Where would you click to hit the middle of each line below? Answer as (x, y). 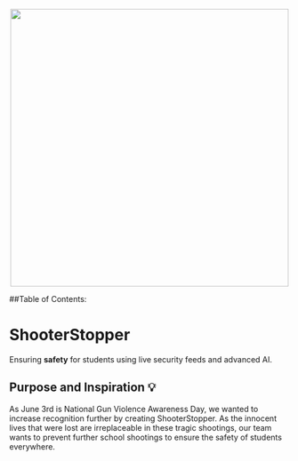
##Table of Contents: (48, 299)
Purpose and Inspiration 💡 (83, 388)
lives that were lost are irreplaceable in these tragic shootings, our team (141, 427)
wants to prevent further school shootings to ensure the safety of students (146, 437)
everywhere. (32, 446)
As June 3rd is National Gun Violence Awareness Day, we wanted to (134, 409)
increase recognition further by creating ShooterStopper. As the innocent (143, 418)
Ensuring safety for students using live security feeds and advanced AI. (141, 359)
